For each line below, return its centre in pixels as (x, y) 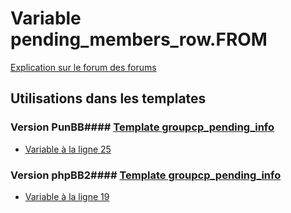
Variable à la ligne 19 (67, 196)
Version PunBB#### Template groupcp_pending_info (142, 127)
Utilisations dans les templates (108, 98)
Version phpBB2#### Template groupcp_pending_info (146, 175)
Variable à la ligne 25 (68, 149)
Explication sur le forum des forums (83, 67)
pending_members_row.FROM (139, 39)
